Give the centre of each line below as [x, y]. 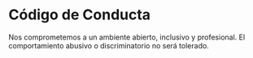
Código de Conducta [80, 15]
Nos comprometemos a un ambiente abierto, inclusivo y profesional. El [127, 37]
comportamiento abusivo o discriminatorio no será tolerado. [109, 45]
